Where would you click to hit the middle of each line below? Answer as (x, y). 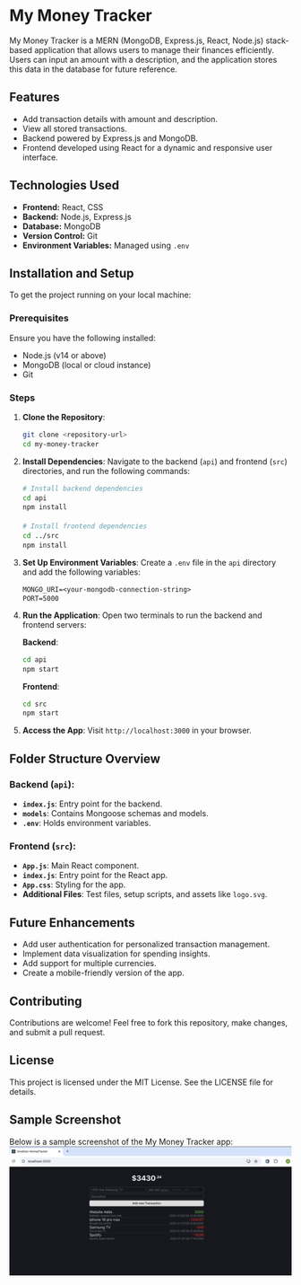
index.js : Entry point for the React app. (95, 876)
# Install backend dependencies (82, 488)
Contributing (46, 1001)
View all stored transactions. (74, 128)
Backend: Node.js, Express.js (77, 216)
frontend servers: (54, 624)
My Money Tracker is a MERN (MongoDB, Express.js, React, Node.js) (137, 40)
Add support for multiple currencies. (89, 964)
